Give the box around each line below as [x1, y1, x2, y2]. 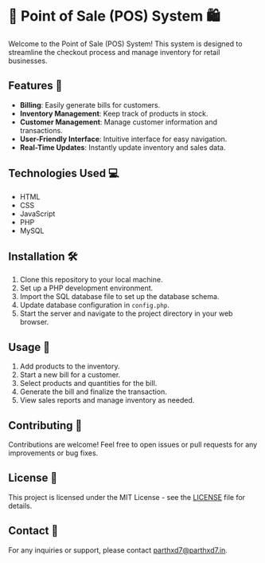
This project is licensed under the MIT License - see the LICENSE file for [8, 492, 245, 502]
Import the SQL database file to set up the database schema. [19, 292, 220, 301]
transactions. [19, 125, 64, 135]
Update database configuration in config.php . [19, 301, 170, 310]
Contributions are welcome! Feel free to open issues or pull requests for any [8, 440, 258, 449]
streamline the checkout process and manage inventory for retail [8, 47, 220, 57]
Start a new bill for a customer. [19, 370, 121, 380]
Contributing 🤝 [8, 419, 83, 432]
